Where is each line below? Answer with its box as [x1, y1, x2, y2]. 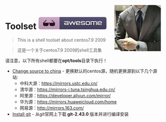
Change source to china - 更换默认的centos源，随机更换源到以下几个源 [12, 68, 157, 74]
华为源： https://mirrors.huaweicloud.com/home [19, 98, 117, 105]
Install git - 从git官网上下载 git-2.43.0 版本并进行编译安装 [12, 111, 129, 117]
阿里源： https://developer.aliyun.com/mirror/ [19, 92, 111, 98]
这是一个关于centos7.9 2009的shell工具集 [17, 47, 102, 53]
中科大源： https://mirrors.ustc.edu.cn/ [19, 80, 98, 86]
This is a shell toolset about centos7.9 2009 [17, 37, 106, 43]
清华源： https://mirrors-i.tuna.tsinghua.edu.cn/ [19, 86, 116, 92]
